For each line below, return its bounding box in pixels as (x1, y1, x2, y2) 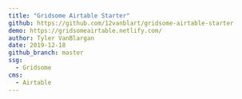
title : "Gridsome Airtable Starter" (8, 11, 130, 20)
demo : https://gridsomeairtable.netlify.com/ (8, 26, 162, 34)
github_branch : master (8, 49, 84, 57)
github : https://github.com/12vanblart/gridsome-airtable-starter (8, 19, 234, 27)
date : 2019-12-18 (8, 42, 66, 49)
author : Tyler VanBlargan (8, 34, 94, 42)
